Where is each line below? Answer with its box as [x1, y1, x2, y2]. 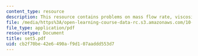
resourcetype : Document [6, 30, 65, 36]
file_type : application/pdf [6, 24, 75, 31]
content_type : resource [6, 8, 65, 15]
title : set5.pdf [6, 36, 46, 41]
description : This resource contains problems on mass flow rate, [6, 14, 173, 20]
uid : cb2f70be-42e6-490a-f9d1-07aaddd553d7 [6, 41, 115, 47]
